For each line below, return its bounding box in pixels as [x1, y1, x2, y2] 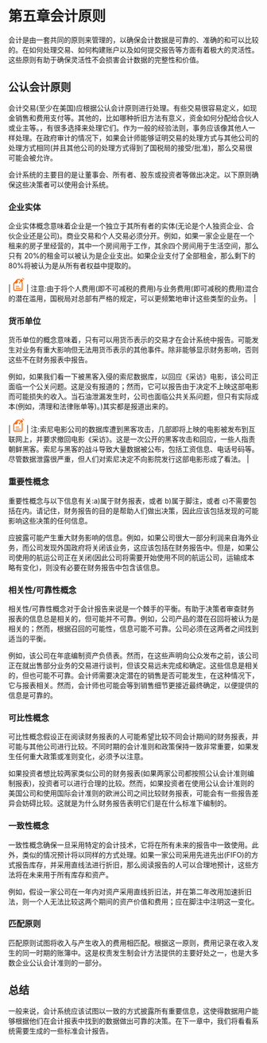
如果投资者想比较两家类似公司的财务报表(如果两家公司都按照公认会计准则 [8, 769, 248, 778]
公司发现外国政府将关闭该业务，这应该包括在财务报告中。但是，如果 [29, 543, 252, 552]
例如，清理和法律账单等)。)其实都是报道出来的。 [17, 402, 173, 411]
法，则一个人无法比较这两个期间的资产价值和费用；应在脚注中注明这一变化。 [8, 897, 259, 906]
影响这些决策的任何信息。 [8, 516, 92, 525]
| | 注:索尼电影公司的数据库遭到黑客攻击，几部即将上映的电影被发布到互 [8, 425, 256, 434]
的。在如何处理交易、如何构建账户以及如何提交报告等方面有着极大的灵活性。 [8, 45, 259, 54]
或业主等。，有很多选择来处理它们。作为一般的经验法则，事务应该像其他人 [8, 123, 249, 132]
